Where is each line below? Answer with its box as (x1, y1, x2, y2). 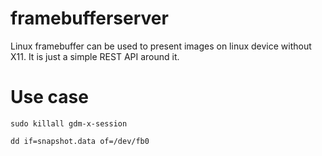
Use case (10, 86, 89, 109)
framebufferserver (10, 7, 169, 30)
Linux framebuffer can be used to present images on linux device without (10, 40, 312, 52)
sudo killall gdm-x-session (10, 118, 128, 129)
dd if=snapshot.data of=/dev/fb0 (10, 136, 150, 146)
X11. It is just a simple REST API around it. (10, 50, 180, 62)
